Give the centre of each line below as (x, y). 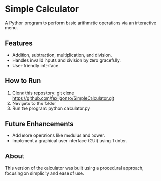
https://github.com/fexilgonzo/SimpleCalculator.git (63, 98)
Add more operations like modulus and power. (58, 135)
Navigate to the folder (34, 103)
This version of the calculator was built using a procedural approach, (74, 168)
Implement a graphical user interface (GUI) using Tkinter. (69, 141)
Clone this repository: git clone (43, 93)
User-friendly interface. (36, 65)
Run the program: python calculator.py (51, 108)
